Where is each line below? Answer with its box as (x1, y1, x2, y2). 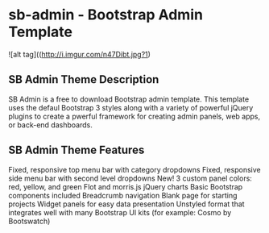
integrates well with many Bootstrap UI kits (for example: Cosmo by (8, 207, 232, 217)
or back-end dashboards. (8, 119, 93, 130)
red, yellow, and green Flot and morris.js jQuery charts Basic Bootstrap (8, 181, 243, 191)
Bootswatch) (8, 216, 51, 226)
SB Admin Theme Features (8, 144, 145, 157)
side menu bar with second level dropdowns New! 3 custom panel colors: (8, 173, 252, 183)
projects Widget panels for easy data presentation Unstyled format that (8, 199, 245, 209)
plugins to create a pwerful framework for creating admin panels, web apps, (8, 111, 260, 121)
